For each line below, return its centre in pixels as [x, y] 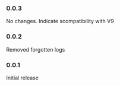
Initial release [22, 78]
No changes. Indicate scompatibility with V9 [60, 21]
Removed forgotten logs [36, 49]
